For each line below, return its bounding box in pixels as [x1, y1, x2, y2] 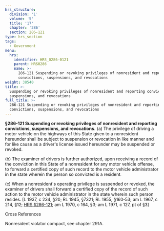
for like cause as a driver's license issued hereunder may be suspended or [5, 141, 155, 147]
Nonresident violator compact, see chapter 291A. [5, 220, 104, 226]
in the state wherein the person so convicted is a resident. [5, 171, 122, 177]
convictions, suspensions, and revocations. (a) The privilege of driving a [5, 126, 154, 131]
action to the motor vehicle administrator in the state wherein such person [5, 191, 154, 197]
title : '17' [9, 21, 34, 26]
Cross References [5, 211, 41, 217]
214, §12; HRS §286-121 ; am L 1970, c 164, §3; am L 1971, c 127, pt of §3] [5, 201, 149, 208]
